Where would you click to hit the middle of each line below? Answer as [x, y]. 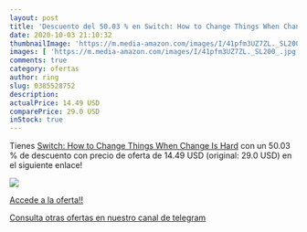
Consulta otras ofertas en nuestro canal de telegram [108, 218]
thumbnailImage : [40, 43]
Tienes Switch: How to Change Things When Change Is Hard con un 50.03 [150, 146]
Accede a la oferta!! [47, 200]
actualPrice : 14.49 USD [55, 103]
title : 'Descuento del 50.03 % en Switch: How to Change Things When [145, 26]
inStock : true [37, 120]
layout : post [34, 18]
